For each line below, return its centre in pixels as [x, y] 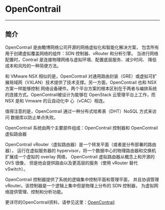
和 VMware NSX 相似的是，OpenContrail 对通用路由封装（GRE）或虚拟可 [79, 76]
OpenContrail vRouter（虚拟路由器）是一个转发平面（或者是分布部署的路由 [81, 144]
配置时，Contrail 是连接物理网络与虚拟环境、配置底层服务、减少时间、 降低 [81, 60]
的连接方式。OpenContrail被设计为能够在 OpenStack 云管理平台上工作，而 [80, 94]
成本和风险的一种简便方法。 [33, 65]
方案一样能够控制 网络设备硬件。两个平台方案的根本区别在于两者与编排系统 [81, 88]
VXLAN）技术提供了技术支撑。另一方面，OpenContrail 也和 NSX [92, 82]
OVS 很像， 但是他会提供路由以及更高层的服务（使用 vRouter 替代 [71, 163]
